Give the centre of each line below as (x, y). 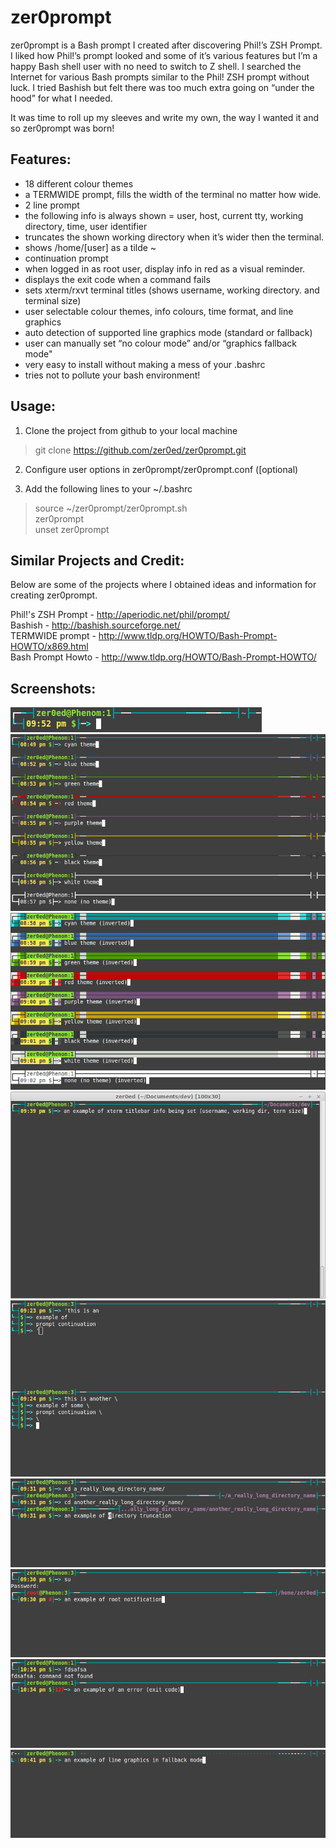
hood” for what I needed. (61, 98)
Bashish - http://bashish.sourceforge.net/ (95, 625)
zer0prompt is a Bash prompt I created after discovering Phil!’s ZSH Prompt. (166, 45)
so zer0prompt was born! (62, 128)
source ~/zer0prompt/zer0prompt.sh (111, 508)
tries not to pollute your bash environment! (112, 375)
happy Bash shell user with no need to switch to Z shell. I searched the (156, 66)
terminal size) (53, 300)
